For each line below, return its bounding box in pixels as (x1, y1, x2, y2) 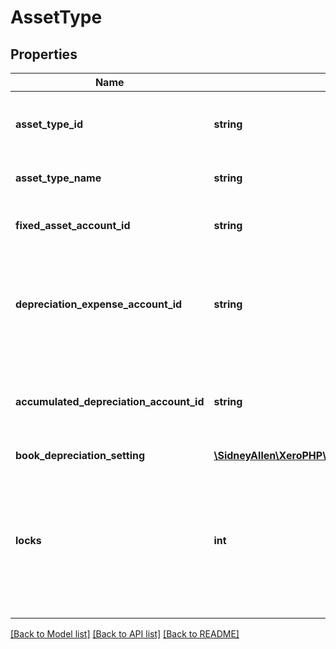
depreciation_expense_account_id (15, 297, 183, 311)
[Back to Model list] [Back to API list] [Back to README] (10, 628, 240, 640)
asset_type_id (15, 117, 83, 131)
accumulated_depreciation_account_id (15, 395, 205, 408)
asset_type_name (15, 171, 102, 185)
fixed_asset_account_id (15, 219, 131, 232)
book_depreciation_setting (15, 449, 146, 462)
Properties (10, 46, 78, 63)
